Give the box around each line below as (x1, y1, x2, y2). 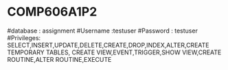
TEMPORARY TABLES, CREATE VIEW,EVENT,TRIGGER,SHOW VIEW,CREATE (7, 48, 222, 56)
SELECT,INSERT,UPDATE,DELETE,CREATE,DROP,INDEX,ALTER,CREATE (7, 41, 209, 49)
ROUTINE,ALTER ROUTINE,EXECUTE (7, 55, 112, 63)
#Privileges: (7, 33, 41, 41)
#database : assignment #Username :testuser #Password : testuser (7, 27, 198, 35)
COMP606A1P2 (7, 4, 98, 20)
